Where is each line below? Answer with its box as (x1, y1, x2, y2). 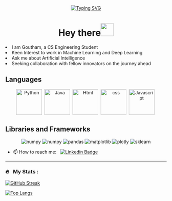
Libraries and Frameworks (5, 125, 91, 134)
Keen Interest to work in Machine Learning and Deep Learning (12, 49, 143, 55)
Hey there (58, 27, 101, 39)
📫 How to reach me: (12, 149, 57, 155)
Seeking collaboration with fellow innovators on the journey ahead (12, 60, 151, 66)
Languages (5, 75, 42, 84)
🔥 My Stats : (5, 168, 39, 175)
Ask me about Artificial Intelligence (12, 55, 85, 61)
